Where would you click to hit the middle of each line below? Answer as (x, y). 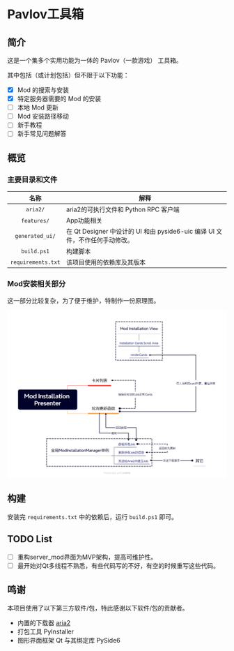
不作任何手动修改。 (106, 240)
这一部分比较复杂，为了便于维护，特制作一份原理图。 (84, 300)
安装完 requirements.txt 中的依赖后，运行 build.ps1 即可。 (92, 516)
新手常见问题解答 (42, 134)
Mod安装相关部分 (37, 284)
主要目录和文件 (32, 179)
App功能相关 (84, 220)
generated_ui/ (35, 236)
